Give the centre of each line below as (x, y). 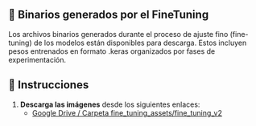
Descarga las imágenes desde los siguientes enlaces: (110, 104)
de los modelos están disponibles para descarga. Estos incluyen (140, 43)
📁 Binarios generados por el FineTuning (109, 15)
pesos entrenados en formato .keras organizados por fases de (112, 51)
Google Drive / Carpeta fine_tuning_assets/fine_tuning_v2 (127, 112)
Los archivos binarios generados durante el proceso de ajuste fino (118, 34)
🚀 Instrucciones (49, 85)
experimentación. (37, 59)
